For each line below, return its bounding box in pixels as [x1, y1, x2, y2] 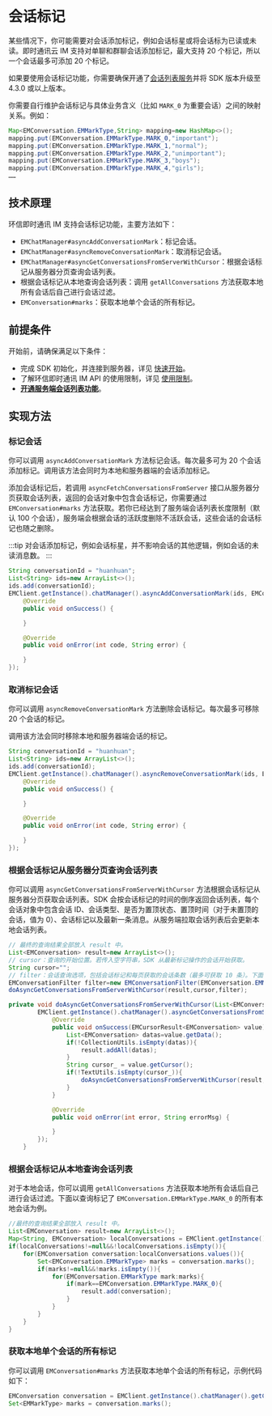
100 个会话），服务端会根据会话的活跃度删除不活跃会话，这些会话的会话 [17, 513, 255, 523]
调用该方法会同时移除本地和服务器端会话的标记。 [8, 731, 172, 741]
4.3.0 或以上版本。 [8, 83, 70, 93]
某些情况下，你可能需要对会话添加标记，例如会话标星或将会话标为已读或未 [8, 36, 257, 45]
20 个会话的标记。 [8, 714, 70, 724]
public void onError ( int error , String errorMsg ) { [51, 1113, 230, 1121]
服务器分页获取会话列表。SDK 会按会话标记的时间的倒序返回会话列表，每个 [8, 895, 259, 905]
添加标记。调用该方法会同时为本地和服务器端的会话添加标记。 [8, 466, 215, 476]
